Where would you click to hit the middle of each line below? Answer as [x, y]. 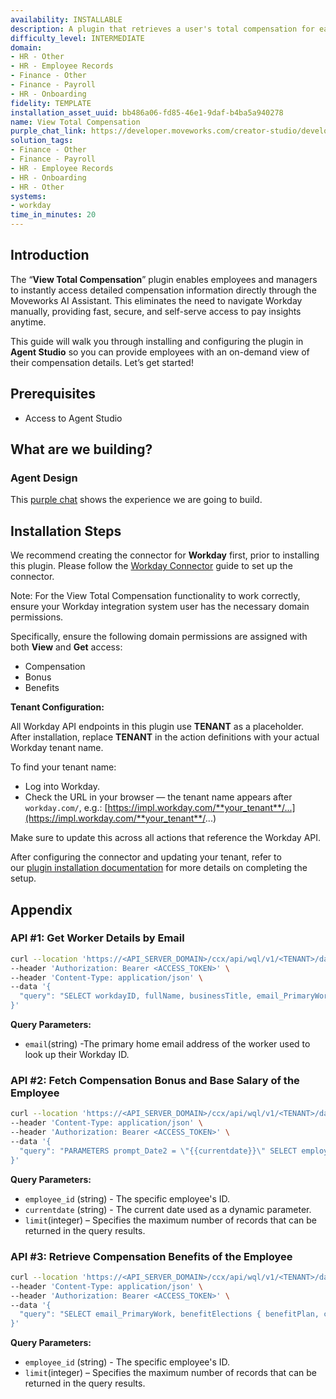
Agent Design [44, 478]
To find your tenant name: [63, 767]
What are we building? [81, 449]
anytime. [28, 322]
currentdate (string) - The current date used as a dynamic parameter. [168, 1209]
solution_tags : [42, 141]
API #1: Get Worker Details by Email [97, 938]
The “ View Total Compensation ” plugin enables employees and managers [164, 279]
